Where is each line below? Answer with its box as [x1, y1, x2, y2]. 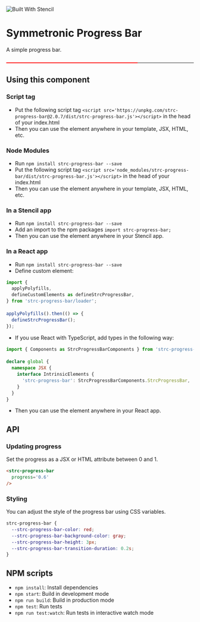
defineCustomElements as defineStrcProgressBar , [11, 292, 135, 298]
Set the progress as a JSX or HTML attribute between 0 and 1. [6, 455, 158, 463]
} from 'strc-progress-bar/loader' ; [6, 298, 97, 304]
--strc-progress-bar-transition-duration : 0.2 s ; [11, 545, 135, 551]
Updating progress [6, 442, 62, 450]
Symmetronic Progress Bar [6, 27, 142, 40]
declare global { [6, 359, 49, 365]
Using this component [6, 75, 90, 85]
